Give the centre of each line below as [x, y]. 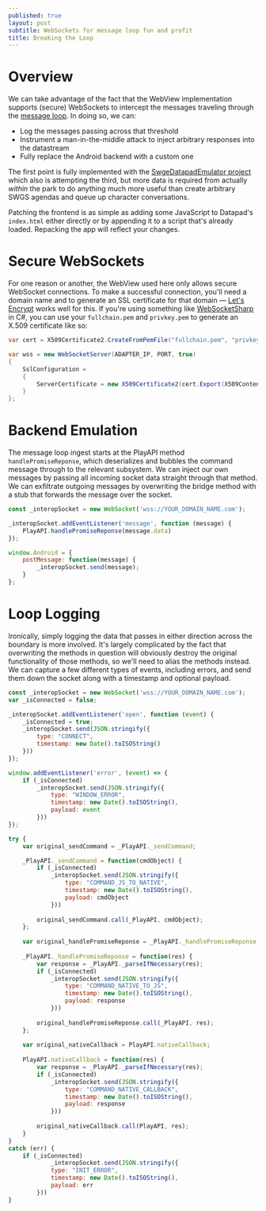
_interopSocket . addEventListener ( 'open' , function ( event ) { [111, 714]
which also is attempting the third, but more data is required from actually [128, 180]
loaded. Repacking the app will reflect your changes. [94, 229]
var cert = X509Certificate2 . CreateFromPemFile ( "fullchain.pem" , [118, 340]
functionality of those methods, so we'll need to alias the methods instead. [129, 661]
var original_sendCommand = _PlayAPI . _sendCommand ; [109, 846]
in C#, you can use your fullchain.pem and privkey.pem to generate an [123, 317]
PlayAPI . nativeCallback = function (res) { [93, 1060]
